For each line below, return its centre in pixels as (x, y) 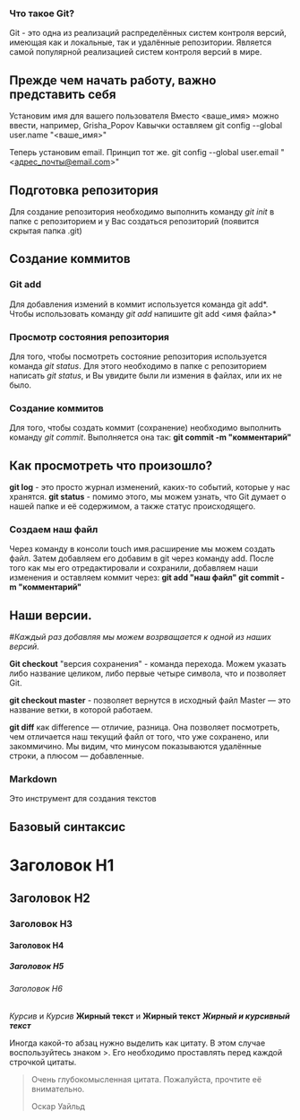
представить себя (63, 94)
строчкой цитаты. (43, 1063)
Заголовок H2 (50, 899)
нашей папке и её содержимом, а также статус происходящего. (133, 506)
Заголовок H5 (37, 966)
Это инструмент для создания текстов (83, 799)
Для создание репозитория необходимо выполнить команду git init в (142, 211)
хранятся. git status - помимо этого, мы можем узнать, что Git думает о (148, 497)
